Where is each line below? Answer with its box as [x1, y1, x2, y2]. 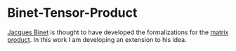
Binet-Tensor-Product [7, 5, 138, 21]
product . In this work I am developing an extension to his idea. [7, 35, 188, 43]
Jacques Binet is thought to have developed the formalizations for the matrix [7, 28, 229, 36]
